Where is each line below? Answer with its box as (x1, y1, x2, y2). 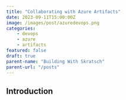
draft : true (6, 53, 36, 59)
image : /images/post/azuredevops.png (6, 20, 100, 26)
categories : (6, 25, 36, 32)
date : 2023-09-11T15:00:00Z (6, 14, 76, 20)
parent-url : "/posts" (6, 64, 60, 70)
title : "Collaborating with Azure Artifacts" (6, 8, 121, 15)
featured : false (6, 48, 46, 54)
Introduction (6, 86, 53, 96)
